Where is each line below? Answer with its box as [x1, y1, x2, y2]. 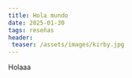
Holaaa [8, 62, 31, 72]
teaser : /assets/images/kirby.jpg [11, 41, 125, 49]
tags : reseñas [8, 26, 55, 34]
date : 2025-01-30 [8, 19, 65, 27]
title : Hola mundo [8, 11, 68, 20]
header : [8, 33, 34, 42]
